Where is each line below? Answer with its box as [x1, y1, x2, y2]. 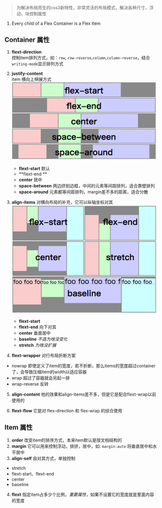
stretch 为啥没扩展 [18, 342, 57, 348]
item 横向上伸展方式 [11, 76, 51, 82]
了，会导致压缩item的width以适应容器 [11, 369, 87, 374]
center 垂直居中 [18, 330, 51, 336]
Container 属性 [4, 36, 50, 44]
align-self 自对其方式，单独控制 [11, 455, 76, 461]
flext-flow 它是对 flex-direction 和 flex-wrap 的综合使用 [11, 408, 122, 413]
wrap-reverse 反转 [11, 381, 49, 387]
